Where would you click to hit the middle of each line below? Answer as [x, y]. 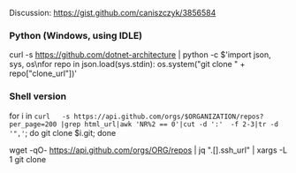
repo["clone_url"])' [43, 73]
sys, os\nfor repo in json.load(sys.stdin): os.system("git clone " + [127, 64]
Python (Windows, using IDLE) [76, 35]
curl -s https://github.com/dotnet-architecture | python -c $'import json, [140, 55]
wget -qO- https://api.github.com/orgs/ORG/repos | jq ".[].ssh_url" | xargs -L [148, 150]
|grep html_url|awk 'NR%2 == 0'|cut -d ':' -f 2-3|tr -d [169, 124]
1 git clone [28, 159]
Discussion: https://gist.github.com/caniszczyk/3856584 [113, 13]
